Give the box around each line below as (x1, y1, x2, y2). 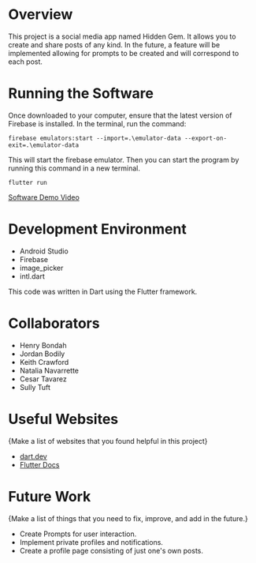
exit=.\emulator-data (8, 141, 80, 149)
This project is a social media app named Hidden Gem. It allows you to (8, 32, 236, 41)
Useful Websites (8, 410, 119, 428)
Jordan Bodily (19, 349, 65, 358)
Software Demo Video (8, 192, 80, 202)
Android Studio (19, 246, 69, 256)
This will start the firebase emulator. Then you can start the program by (8, 155, 239, 164)
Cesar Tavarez (19, 373, 67, 384)
